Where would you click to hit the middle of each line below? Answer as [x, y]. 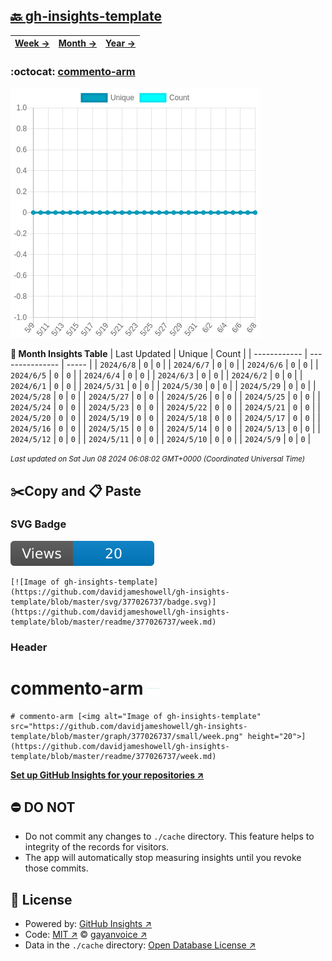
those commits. [56, 868]
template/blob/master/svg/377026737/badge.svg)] [113, 602]
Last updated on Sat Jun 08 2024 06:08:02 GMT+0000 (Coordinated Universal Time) [158, 459]
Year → [121, 43]
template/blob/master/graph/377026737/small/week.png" [127, 736]
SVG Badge [38, 524]
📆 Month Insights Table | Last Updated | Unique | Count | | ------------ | [159, 354]
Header [29, 647]
